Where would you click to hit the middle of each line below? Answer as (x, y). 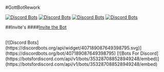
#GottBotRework (23, 7)
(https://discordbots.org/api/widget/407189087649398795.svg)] (74, 48)
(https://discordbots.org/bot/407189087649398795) (61, 53)
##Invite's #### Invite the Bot (36, 27)
